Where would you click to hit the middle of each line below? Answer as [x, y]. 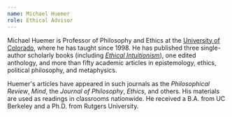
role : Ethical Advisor [40, 20]
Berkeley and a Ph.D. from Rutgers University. [73, 106]
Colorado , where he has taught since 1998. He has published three [103, 48]
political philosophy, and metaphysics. [62, 70]
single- [211, 48]
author [17, 55]
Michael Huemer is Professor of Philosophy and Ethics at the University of [114, 40]
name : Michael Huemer [39, 14]
